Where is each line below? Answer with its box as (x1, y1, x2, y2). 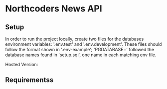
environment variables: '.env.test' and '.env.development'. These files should (5, 41, 162, 47)
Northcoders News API (5, 3, 102, 14)
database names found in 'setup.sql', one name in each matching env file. (5, 52, 157, 58)
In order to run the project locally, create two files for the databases (5, 36, 144, 42)
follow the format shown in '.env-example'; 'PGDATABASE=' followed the (5, 47, 155, 52)
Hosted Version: (5, 62, 38, 67)
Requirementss (5, 76, 54, 85)
